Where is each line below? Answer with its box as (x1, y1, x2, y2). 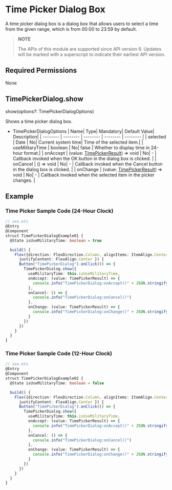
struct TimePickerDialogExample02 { (5, 376, 83, 381)
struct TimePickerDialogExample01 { (5, 233, 83, 238)
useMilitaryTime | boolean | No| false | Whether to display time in (12, 145, 150, 151)
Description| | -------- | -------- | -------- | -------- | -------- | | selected (12, 133, 166, 139)
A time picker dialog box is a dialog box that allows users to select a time (5, 21, 159, 27)
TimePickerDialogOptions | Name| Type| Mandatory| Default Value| (12, 128, 155, 134)
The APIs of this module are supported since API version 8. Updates (17, 46, 162, 52)
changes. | (12, 177, 35, 183)
